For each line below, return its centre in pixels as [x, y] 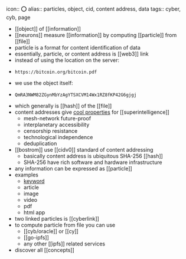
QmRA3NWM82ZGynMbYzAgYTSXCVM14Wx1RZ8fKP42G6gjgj [76, 95]
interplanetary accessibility [56, 124]
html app [34, 212]
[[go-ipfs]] [36, 237]
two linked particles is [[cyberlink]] [57, 219]
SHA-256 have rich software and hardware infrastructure [93, 162]
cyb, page [18, 17]
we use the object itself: [44, 83]
